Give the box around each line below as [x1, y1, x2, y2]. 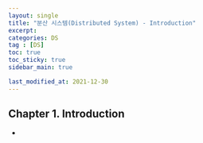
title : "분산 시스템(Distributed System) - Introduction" [8, 19, 197, 27]
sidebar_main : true [8, 64, 73, 71]
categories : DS [8, 33, 59, 42]
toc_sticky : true [8, 56, 66, 64]
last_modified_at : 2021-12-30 [8, 77, 109, 86]
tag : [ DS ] [8, 41, 45, 49]
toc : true [8, 48, 41, 56]
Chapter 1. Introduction [8, 107, 125, 121]
